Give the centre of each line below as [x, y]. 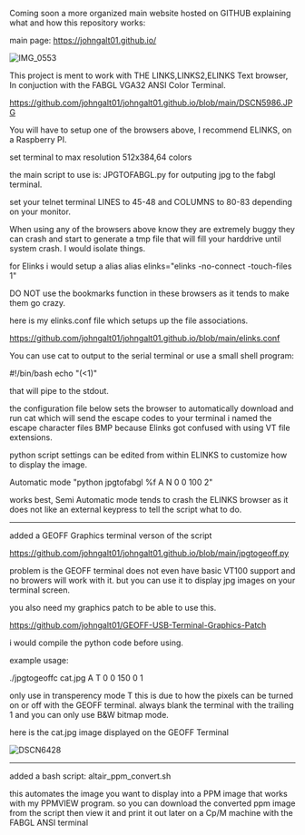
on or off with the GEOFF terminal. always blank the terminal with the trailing [152, 705]
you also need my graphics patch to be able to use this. [113, 608]
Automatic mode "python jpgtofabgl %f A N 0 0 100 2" [111, 482]
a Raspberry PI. [38, 139]
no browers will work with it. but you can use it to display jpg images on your [152, 580]
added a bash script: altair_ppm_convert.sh [90, 776]
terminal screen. [40, 590]
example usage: [39, 660]
